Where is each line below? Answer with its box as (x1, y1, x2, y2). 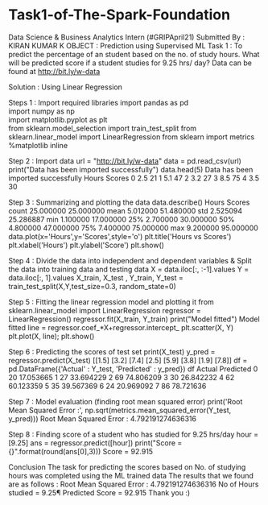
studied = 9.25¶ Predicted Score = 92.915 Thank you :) (8, 487, 191, 497)
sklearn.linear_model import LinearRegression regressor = (8, 305, 201, 315)
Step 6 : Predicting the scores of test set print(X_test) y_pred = (8, 346, 216, 356)
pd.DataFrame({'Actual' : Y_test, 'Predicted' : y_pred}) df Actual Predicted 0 (8, 364, 258, 374)
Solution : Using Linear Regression (8, 82, 123, 92)
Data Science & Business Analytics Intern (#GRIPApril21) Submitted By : (8, 32, 245, 42)
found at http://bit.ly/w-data (8, 66, 101, 76)
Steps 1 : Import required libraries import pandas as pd (8, 97, 189, 107)
